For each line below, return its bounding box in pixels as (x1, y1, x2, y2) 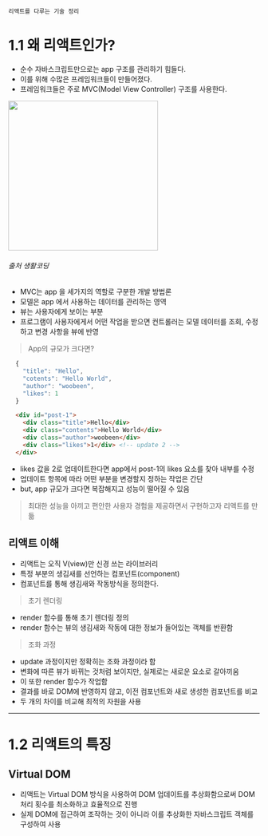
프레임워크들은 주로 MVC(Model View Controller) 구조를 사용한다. (19, 84, 227, 93)
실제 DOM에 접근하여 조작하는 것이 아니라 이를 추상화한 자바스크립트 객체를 (19, 810, 254, 819)
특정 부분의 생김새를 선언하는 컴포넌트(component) (19, 569, 180, 579)
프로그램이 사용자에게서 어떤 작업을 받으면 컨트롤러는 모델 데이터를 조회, (19, 317, 244, 327)
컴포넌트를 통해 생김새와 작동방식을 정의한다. (19, 579, 160, 588)
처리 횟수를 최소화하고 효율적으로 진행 (19, 799, 138, 809)
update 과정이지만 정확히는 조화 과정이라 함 (19, 657, 156, 667)
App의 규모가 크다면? (27, 344, 94, 354)
